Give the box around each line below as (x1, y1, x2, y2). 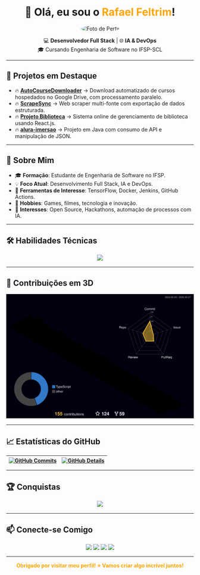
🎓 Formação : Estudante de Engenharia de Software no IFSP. (14, 171, 165, 179)
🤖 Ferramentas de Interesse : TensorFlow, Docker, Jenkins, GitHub (14, 187, 179, 194)
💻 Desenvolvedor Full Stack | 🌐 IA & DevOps (43, 37, 157, 44)
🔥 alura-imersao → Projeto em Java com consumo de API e (14, 126, 162, 133)
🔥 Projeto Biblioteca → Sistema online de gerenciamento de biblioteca (14, 112, 189, 120)
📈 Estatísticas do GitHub (6, 436, 101, 446)
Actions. (14, 193, 36, 200)
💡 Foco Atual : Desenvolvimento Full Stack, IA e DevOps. (14, 180, 153, 187)
